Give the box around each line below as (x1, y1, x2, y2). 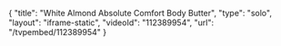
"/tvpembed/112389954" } (8, 27, 107, 37)
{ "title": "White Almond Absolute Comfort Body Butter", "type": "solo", (8, 8, 272, 18)
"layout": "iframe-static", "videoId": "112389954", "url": (8, 17, 215, 28)
